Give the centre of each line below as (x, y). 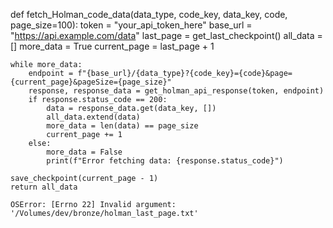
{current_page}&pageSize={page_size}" (91, 82)
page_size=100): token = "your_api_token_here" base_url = (131, 25)
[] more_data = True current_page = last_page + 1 (112, 46)
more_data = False (84, 152)
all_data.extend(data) (93, 117)
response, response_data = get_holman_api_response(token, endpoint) (176, 91)
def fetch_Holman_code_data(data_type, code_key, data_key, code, (149, 14)
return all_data (44, 187)
